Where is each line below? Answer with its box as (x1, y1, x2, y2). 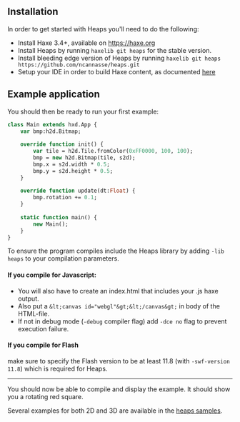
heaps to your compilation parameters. (7, 254, 119, 263)
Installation (7, 6, 59, 18)
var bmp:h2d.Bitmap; (20, 128, 81, 135)
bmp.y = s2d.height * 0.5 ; (33, 167, 114, 174)
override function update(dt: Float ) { (20, 187, 136, 195)
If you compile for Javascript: (7, 271, 96, 279)
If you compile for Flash (7, 341, 79, 349)
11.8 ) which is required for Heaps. (7, 364, 108, 373)
